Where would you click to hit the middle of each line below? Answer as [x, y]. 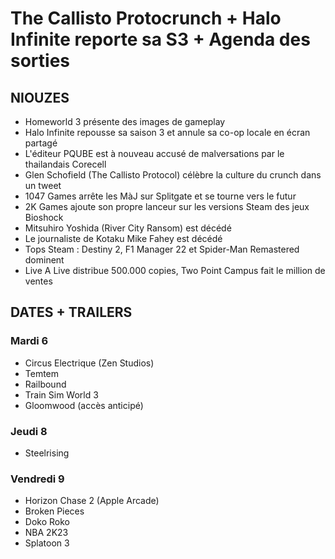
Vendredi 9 [37, 479]
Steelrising [47, 453]
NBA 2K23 [46, 533]
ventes [38, 281]
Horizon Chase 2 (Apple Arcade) [92, 501]
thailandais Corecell [65, 164]
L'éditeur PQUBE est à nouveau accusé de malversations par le [154, 153]
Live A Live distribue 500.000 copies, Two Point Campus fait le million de [175, 270]
